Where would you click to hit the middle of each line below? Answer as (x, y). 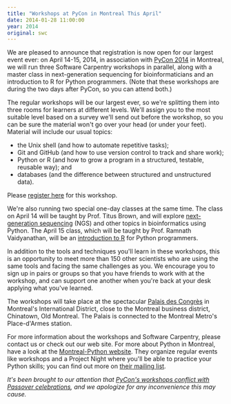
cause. (17, 394)
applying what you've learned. (50, 288)
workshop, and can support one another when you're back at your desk (109, 281)
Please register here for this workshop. (62, 195)
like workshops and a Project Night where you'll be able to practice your (110, 359)
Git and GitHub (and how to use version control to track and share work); (120, 153)
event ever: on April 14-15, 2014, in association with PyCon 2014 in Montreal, (115, 60)
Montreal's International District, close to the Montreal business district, (109, 309)
